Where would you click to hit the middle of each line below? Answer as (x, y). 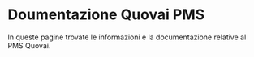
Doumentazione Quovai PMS (106, 15)
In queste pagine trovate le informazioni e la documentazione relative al (127, 37)
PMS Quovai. (29, 45)
